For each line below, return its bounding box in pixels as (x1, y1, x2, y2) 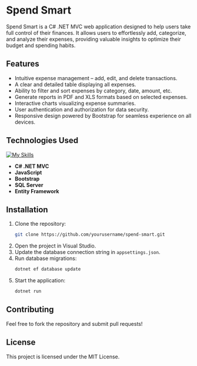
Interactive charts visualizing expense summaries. (14, 100, 136, 107)
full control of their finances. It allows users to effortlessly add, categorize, (6, 29, 186, 36)
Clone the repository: (14, 220, 66, 227)
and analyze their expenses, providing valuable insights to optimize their (6, 35, 181, 42)
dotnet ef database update (14, 266, 81, 272)
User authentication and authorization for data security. (14, 105, 149, 113)
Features (6, 59, 39, 69)
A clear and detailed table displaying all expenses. (14, 81, 136, 88)
